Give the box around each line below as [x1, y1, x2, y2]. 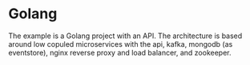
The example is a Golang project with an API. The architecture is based [8, 31, 243, 40]
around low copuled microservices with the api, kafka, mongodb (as [8, 39, 233, 48]
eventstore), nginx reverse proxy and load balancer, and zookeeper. [8, 48, 232, 57]
